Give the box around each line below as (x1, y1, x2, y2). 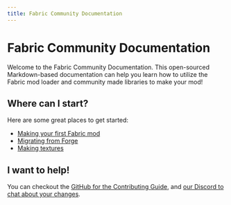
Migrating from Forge (17, 136, 78, 145)
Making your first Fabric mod (17, 130, 101, 138)
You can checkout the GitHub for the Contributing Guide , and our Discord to (7, 183, 224, 191)
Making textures (17, 144, 64, 152)
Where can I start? (7, 98, 89, 109)
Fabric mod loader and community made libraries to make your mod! (7, 78, 203, 86)
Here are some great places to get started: (7, 116, 129, 125)
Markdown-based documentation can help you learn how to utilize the (7, 70, 208, 78)
